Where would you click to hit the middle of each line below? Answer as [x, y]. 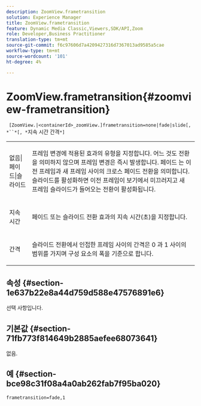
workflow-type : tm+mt [33, 51]
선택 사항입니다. [25, 308]
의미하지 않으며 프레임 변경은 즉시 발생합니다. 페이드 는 [111, 162]
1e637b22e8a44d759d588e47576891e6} [85, 293]
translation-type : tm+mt [37, 40]
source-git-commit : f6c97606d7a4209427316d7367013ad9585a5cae [85, 46]
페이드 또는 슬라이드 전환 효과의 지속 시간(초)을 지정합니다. [109, 217]
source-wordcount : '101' [37, 56]
